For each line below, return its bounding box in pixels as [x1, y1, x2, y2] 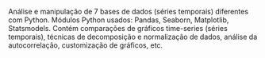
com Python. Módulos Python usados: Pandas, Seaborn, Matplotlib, [8, 15, 229, 25]
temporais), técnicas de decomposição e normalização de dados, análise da [8, 32, 258, 41]
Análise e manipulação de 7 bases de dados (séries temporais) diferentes [8, 7, 248, 16]
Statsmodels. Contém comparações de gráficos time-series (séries [8, 24, 228, 33]
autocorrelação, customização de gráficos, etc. [8, 41, 163, 50]
